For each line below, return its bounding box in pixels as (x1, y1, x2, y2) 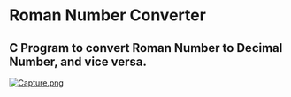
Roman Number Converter (9, 5, 206, 26)
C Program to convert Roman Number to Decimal (9, 41, 283, 56)
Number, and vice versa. (9, 54, 148, 69)
